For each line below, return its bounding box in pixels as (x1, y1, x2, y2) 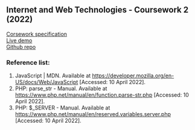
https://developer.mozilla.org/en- (92, 72, 174, 79)
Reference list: (6, 58, 50, 67)
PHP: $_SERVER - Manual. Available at (14, 104, 110, 111)
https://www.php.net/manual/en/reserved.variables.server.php (14, 111, 171, 118)
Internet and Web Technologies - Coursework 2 (6, 5, 189, 15)
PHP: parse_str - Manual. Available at (14, 85, 107, 93)
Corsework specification (6, 30, 68, 37)
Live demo (6, 36, 33, 44)
